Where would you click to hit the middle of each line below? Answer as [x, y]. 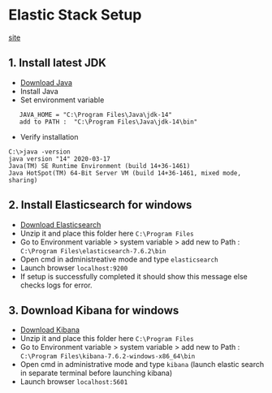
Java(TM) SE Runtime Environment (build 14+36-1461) [99, 166]
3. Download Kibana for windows [94, 310]
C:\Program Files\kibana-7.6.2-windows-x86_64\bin [108, 356]
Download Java [46, 82]
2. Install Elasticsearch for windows [100, 205]
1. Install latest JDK [58, 63]
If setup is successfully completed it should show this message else [134, 276]
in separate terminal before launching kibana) [96, 373]
